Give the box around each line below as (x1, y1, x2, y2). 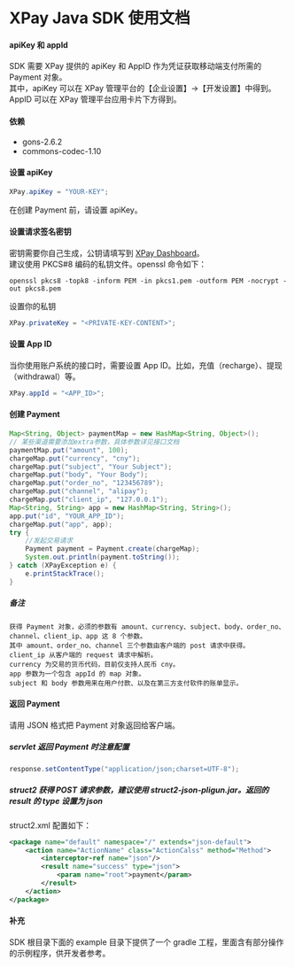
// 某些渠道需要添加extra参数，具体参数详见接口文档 (9, 437, 180, 446)
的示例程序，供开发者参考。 (9, 948, 111, 958)
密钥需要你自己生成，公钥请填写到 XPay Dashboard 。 (9, 247, 206, 258)
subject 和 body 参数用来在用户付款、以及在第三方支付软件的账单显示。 (9, 678, 244, 687)
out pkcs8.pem (9, 284, 62, 293)
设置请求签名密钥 (9, 227, 72, 237)
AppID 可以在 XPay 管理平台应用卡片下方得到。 (9, 94, 182, 104)
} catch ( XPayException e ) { (9, 561, 117, 570)
